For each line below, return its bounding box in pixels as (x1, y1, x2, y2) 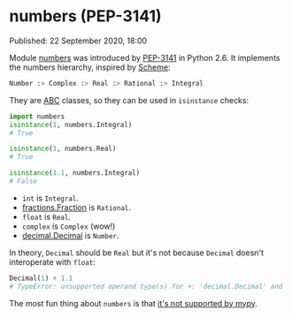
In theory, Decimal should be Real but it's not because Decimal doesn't (9, 247, 264, 258)
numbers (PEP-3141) (9, 6, 162, 26)
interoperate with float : (9, 256, 96, 267)
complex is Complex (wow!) (21, 221, 116, 231)
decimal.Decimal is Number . (21, 230, 119, 240)
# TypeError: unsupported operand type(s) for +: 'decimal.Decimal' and (9, 282, 283, 291)
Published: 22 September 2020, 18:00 (9, 35, 148, 46)
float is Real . (21, 211, 71, 222)
